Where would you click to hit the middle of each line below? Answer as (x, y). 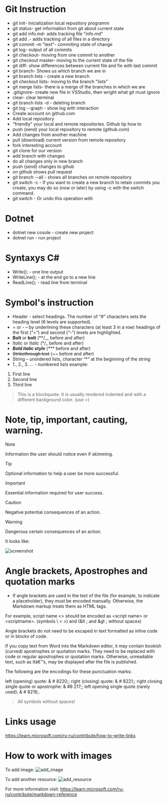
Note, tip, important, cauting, (67, 420)
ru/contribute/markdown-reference (41, 794)
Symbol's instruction (49, 302)
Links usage (31, 721)
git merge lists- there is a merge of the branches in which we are (79, 86)
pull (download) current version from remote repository (69, 140)
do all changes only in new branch (48, 161)
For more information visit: (32, 789)
